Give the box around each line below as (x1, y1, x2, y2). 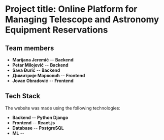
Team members (5, 44, 54, 52)
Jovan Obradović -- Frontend (12, 78, 74, 84)
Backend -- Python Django (12, 114, 68, 120)
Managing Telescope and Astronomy (5, 14, 159, 25)
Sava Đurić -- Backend (12, 67, 60, 73)
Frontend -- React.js (12, 119, 55, 126)
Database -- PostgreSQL (12, 125, 64, 131)
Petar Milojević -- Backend (12, 62, 69, 68)
